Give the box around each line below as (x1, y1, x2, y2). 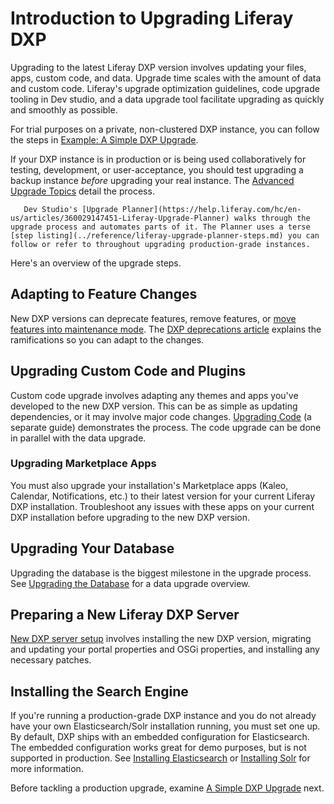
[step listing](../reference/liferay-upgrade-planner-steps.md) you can (10, 230, 320, 241)
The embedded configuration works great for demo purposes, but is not (10, 742, 307, 754)
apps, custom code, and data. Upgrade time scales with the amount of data (10, 72, 322, 84)
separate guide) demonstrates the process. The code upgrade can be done (10, 421, 322, 433)
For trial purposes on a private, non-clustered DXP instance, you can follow (10, 123, 320, 135)
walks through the (233, 213, 311, 223)
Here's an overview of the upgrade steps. (10, 257, 182, 269)
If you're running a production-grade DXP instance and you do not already (10, 710, 317, 722)
